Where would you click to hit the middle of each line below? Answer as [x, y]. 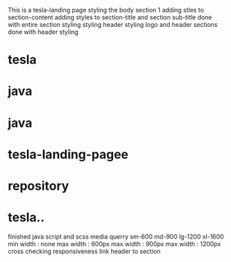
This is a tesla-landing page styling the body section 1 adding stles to [106, 10]
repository [39, 186]
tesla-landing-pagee [68, 154]
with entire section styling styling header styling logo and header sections [113, 24]
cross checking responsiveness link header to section [84, 251]
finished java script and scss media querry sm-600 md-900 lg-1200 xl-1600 [116, 236]
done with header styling [43, 32]
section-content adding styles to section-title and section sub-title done [110, 17]
